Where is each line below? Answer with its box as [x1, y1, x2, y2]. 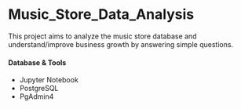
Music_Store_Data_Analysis [8, 5, 195, 24]
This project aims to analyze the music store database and [8, 31, 197, 41]
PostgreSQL [19, 84, 59, 93]
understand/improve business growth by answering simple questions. [8, 39, 234, 49]
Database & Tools [8, 57, 67, 67]
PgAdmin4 [19, 92, 54, 101]
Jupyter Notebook [19, 75, 79, 85]
